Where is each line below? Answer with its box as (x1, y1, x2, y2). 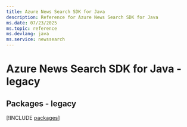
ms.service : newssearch (6, 36, 66, 42)
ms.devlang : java (6, 31, 49, 37)
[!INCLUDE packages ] (6, 114, 60, 121)
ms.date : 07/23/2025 (6, 20, 58, 26)
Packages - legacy (6, 98, 76, 109)
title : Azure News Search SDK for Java (6, 8, 105, 15)
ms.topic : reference (6, 25, 58, 32)
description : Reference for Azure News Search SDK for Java (6, 14, 159, 20)
